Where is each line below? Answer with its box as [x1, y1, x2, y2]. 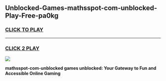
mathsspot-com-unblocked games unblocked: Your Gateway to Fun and [5, 65, 157, 71]
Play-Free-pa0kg [5, 12, 59, 20]
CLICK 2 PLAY [5, 45, 40, 52]
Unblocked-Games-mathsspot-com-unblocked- [5, 4, 157, 12]
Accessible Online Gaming [5, 70, 61, 76]
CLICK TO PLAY [5, 27, 43, 33]
